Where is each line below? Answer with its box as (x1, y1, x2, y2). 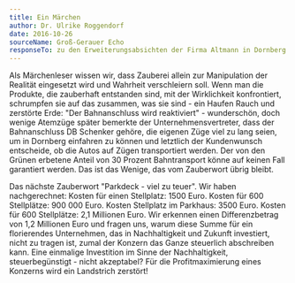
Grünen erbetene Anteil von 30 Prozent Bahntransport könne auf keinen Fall (9, 155, 285, 165)
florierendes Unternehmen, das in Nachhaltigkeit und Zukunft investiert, (9, 228, 270, 239)
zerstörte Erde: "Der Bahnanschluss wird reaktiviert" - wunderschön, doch (9, 108, 281, 119)
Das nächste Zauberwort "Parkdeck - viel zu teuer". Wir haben (9, 181, 237, 192)
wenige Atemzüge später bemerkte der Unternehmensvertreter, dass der (9, 117, 275, 128)
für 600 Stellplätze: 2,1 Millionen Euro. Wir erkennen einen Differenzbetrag (9, 210, 279, 220)
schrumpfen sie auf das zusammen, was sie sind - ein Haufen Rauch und (9, 98, 276, 109)
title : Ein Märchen (9, 12, 81, 22)
